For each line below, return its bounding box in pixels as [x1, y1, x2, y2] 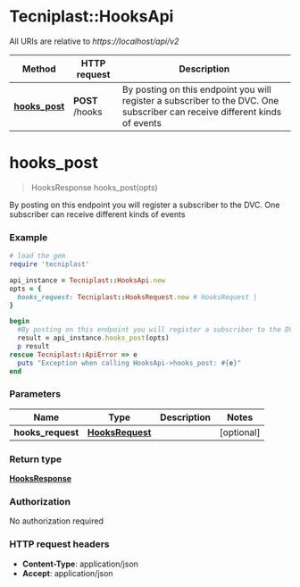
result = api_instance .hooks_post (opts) [17, 333, 170, 343]
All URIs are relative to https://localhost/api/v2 [9, 36, 179, 46]
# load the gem [9, 252, 66, 261]
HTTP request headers [9, 538, 110, 550]
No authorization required [9, 516, 104, 526]
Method [21, 63, 56, 75]
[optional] [219, 426, 261, 439]
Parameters [9, 388, 61, 400]
